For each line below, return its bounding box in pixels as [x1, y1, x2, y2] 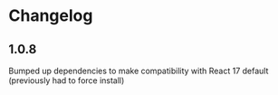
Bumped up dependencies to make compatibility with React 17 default [8, 65, 269, 76]
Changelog [8, 5, 93, 26]
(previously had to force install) [8, 75, 125, 86]
